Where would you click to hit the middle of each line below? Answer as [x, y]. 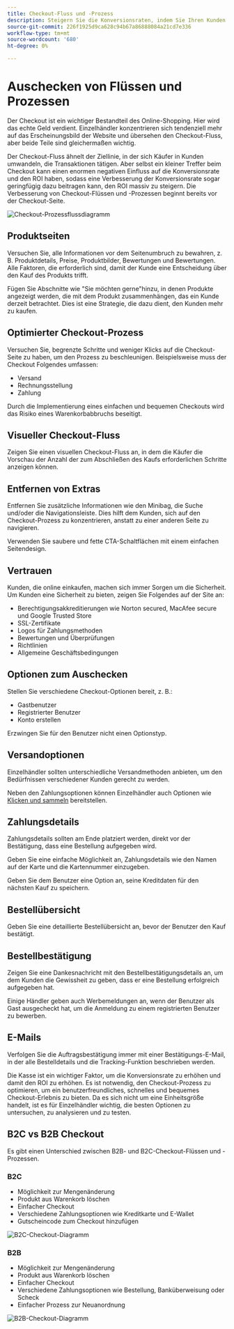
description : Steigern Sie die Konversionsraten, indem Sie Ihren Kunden [117, 20]
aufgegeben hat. [31, 988]
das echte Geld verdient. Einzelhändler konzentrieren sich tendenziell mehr [115, 128]
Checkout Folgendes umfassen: [53, 364]
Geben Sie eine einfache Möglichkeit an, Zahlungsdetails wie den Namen [112, 860]
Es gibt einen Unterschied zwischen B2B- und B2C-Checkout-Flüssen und [114, 1151]
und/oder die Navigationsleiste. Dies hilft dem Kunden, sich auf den [104, 513]
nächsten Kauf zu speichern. [48, 888]
